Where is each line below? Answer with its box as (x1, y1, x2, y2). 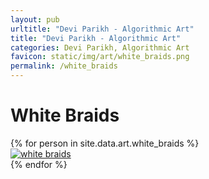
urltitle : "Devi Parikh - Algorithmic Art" (10, 24, 195, 34)
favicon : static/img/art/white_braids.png (10, 52, 190, 62)
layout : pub (10, 14, 60, 25)
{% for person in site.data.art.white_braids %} (10, 137, 200, 149)
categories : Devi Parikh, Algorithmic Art (10, 42, 190, 53)
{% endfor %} (10, 158, 68, 170)
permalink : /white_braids (10, 61, 118, 71)
